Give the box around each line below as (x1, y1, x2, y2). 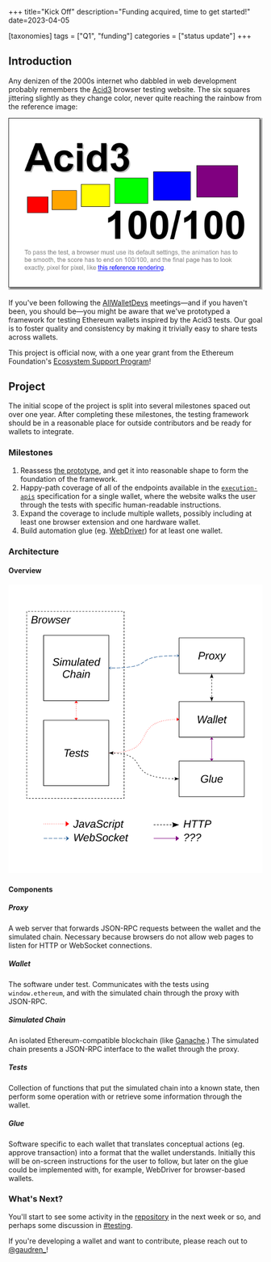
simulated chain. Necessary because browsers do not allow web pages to (8, 931, 254, 941)
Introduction (8, 54, 73, 68)
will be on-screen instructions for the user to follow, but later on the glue (8, 1156, 248, 1166)
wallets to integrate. (8, 427, 74, 437)
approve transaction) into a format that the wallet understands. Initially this (8, 1147, 256, 1157)
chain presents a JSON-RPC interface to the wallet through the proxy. (8, 1044, 240, 1053)
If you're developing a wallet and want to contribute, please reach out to (8, 1236, 248, 1246)
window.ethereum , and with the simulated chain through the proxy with (8, 988, 240, 998)
